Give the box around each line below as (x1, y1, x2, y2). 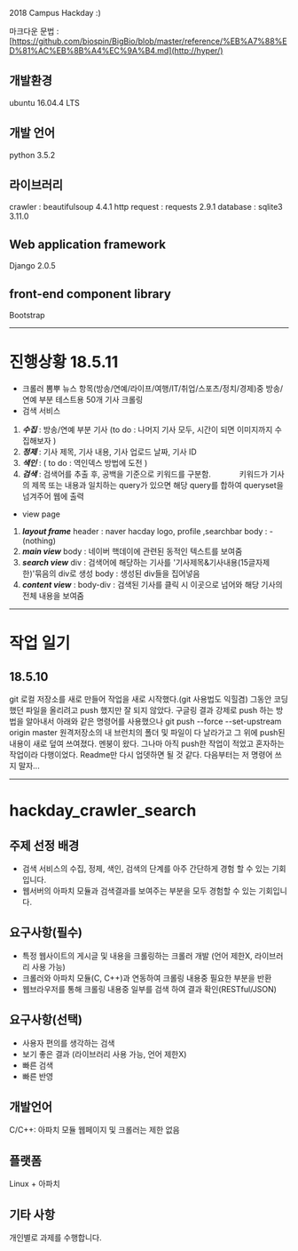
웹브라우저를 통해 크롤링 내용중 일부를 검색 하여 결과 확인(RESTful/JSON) (21, 983, 278, 994)
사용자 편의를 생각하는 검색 (21, 1038, 115, 1048)
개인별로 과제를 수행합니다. (9, 1232, 102, 1243)
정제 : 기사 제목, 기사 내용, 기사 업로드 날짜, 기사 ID (21, 446, 197, 457)
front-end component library (9, 286, 171, 301)
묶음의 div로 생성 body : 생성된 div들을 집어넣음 (34, 568, 200, 579)
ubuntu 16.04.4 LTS (9, 97, 80, 108)
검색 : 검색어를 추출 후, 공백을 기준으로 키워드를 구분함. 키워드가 (21, 469, 269, 479)
